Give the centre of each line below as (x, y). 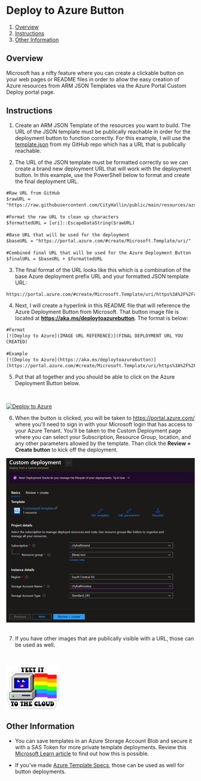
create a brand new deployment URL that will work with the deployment (103, 169)
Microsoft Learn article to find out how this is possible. (82, 753)
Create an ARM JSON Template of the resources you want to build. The (103, 125)
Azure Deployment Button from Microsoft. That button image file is (97, 312)
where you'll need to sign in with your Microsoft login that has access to (103, 424)
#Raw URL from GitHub (33, 193)
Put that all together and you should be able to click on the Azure (95, 377)
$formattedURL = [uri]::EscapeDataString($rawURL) (71, 223)
